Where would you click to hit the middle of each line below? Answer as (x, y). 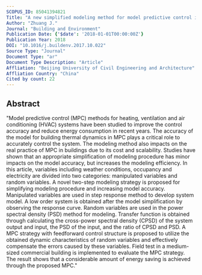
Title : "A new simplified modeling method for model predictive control (99, 17)
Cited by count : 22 (31, 79)
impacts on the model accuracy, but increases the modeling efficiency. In (97, 163)
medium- (178, 246)
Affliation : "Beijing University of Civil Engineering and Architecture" (101, 68)
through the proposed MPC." (42, 265)
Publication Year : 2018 (36, 40)
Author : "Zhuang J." (32, 23)
